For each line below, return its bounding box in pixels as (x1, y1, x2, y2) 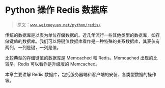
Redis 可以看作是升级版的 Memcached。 (18, 61, 100, 67)
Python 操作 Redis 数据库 (5, 4, 108, 16)
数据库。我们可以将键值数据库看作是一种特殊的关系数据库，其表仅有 (22, 38, 160, 44)
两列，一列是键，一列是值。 (5, 44, 61, 50)
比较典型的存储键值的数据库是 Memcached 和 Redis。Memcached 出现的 (5, 55, 154, 60)
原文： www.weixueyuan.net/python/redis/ (17, 22, 101, 28)
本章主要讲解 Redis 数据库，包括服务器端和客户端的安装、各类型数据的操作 (5, 71, 157, 77)
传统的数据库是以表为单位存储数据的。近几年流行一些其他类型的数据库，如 (5, 32, 156, 38)
